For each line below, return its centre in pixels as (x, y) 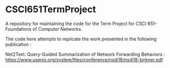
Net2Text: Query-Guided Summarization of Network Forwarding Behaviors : (85, 54)
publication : (18, 44)
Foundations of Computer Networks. (44, 29)
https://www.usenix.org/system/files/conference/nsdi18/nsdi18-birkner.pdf (84, 59)
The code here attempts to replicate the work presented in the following (81, 39)
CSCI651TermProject (51, 9)
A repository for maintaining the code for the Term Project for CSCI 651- (81, 24)
